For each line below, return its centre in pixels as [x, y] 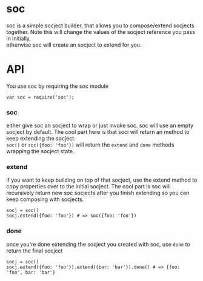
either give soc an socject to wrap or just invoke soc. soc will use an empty [100, 125]
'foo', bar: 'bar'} [31, 272]
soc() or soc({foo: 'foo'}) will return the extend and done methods [90, 145]
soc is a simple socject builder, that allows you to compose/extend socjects [101, 25]
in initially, [19, 38]
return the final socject [35, 251]
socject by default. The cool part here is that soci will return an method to [98, 132]
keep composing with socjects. [45, 199]
